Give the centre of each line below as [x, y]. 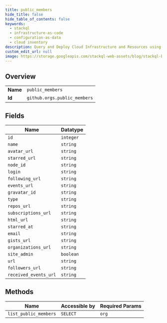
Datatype [72, 130]
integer [70, 138]
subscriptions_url [29, 213]
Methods [19, 292]
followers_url [24, 268]
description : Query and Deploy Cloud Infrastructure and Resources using [83, 47]
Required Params [121, 306]
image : [12, 56]
